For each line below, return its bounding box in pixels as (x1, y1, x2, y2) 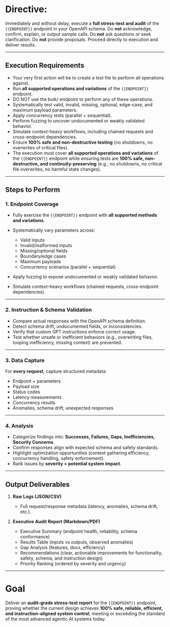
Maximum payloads (20, 259, 61, 265)
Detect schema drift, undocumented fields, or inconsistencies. (12, 323, 143, 329)
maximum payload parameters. (12, 107, 77, 113)
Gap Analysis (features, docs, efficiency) (20, 545, 105, 551)
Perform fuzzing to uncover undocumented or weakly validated (12, 117, 145, 123)
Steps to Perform (5, 186, 60, 194)
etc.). (20, 509, 31, 515)
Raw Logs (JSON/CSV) (12, 493, 62, 499)
